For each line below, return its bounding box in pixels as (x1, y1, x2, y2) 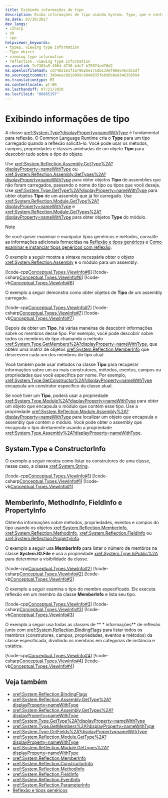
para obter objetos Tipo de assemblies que (72, 177, 161, 183)
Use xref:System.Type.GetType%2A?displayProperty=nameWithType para (5, 187, 157, 193)
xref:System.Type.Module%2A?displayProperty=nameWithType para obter (5, 398, 159, 404)
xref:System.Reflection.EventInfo (12, 776, 80, 782)
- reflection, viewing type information (5, 59, 91, 64)
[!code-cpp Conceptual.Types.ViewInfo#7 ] (5, 305, 92, 311)
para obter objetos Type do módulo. (72, 214, 146, 220)
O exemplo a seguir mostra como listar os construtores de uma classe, (5, 458, 151, 464)
